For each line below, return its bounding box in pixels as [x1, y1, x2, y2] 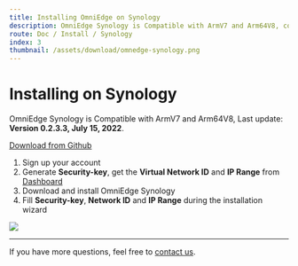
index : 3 [9, 37, 42, 47]
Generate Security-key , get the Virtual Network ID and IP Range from [21, 167, 280, 177]
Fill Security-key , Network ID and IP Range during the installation [21, 195, 263, 206]
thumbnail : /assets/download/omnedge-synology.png [9, 46, 200, 55]
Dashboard [21, 176, 64, 187]
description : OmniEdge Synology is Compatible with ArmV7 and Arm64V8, [9, 21, 279, 30]
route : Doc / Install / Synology [9, 29, 133, 38]
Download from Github [9, 140, 92, 151]
